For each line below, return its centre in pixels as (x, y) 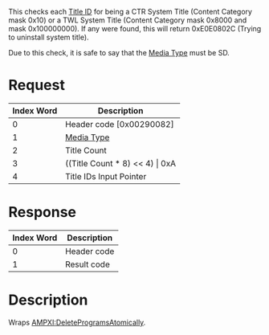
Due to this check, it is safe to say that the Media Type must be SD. (119, 53)
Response (43, 212)
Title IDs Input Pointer (106, 176)
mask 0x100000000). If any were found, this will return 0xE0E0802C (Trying (135, 29)
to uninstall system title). (49, 37)
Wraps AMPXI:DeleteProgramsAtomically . (77, 322)
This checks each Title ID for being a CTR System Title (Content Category (130, 12)
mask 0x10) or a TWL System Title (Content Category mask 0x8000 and (128, 20)
